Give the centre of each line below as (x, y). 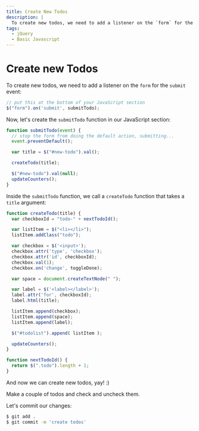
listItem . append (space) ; (42, 317)
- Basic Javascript (36, 39)
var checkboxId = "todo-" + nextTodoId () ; (65, 219)
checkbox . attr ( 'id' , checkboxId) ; (54, 257)
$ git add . (21, 416)
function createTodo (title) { (44, 213)
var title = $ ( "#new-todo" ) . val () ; (56, 152)
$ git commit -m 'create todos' (46, 422)
